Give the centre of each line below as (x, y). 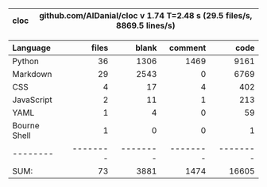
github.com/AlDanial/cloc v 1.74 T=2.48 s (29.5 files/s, (146, 15)
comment (188, 48)
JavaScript (33, 100)
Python (26, 61)
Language (32, 48)
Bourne (26, 126)
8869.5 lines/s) (146, 25)
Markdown (32, 74)
